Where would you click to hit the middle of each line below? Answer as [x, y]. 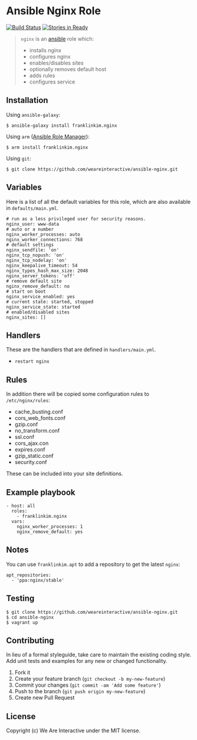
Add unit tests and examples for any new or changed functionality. [87, 661]
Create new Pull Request [45, 698]
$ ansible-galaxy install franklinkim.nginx [62, 126]
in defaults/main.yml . [32, 208]
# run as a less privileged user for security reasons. [76, 219]
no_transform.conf [37, 431]
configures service [52, 82]
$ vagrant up [22, 622]
